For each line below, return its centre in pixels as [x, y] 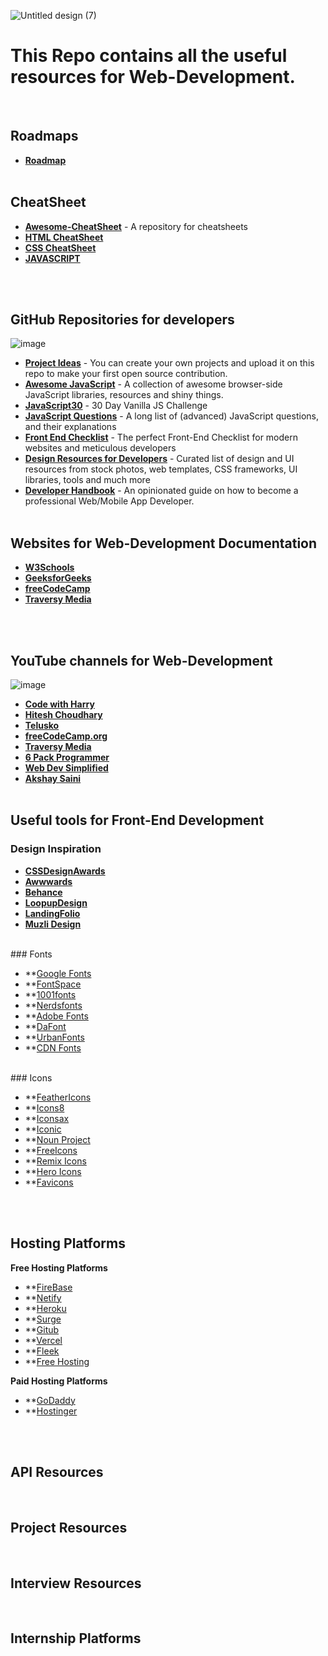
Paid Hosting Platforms [59, 1381]
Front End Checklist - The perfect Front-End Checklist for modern [161, 437]
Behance [43, 892]
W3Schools [49, 567]
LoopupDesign [56, 902]
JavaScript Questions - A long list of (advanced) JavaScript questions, [171, 416]
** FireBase [48, 1287]
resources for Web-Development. [153, 77]
